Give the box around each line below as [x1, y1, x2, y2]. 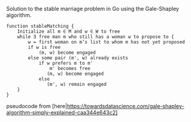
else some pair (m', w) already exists [28, 55, 129, 61]
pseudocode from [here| [6, 103, 68, 109]
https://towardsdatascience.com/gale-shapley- [66, 103, 184, 109]
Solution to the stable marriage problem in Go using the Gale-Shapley [6, 5, 180, 12]
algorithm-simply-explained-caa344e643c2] [6, 109, 118, 116]
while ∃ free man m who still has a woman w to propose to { [17, 34, 174, 40]
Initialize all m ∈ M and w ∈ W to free [17, 28, 120, 34]
